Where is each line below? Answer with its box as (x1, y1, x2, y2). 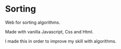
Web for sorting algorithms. (5, 19, 60, 25)
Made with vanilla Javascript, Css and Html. (5, 29, 94, 34)
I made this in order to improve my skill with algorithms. (5, 38, 117, 44)
